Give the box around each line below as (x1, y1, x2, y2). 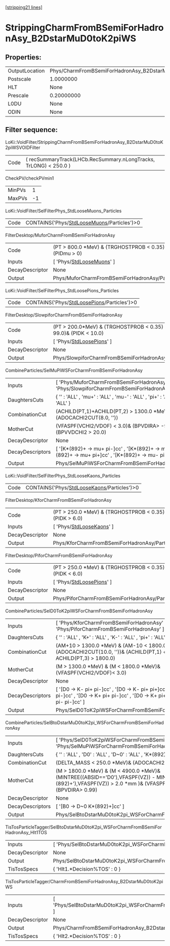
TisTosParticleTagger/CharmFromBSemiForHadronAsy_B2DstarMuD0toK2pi (5, 878, 163, 884)
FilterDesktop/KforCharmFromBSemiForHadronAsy (5, 497, 112, 503)
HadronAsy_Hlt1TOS (5, 829, 47, 835)
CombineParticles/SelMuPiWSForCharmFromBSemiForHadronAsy (5, 367, 143, 373)
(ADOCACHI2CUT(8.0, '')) (55, 414, 118, 421)
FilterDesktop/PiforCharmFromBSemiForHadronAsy (5, 552, 113, 559)
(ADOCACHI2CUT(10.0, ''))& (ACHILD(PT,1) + (55, 648, 167, 655)
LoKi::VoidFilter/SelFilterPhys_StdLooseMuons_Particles (5, 208, 122, 214)
